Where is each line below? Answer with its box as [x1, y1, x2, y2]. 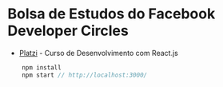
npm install [22, 63, 62, 72]
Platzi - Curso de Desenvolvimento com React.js [18, 48, 179, 57]
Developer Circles [7, 22, 129, 40]
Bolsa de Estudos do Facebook [7, 5, 216, 23]
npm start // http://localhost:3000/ [22, 71, 148, 79]
